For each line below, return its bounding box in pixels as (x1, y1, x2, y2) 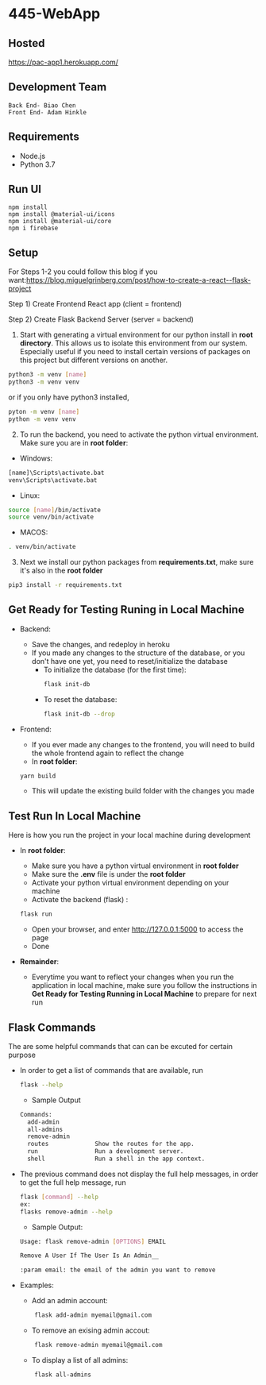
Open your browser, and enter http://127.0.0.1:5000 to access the (31, 924, 244, 934)
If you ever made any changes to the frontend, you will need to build (31, 739, 256, 749)
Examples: (19, 1280, 54, 1290)
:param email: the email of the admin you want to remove (19, 1266, 216, 1275)
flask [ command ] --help (19, 1193, 99, 1201)
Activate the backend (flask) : (31, 895, 129, 905)
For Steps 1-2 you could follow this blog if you (8, 267, 158, 276)
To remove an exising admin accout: (31, 1325, 151, 1335)
